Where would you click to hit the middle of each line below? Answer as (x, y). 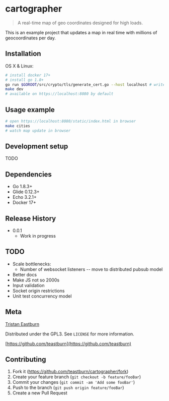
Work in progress (38, 236)
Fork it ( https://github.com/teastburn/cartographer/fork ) (70, 372)
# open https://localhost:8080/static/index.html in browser (71, 121)
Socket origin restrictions (38, 291)
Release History (31, 218)
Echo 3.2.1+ (24, 197)
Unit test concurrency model (42, 296)
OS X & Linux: (19, 66)
